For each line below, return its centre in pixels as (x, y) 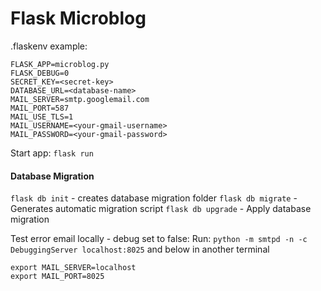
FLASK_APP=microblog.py (60, 64)
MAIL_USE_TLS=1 (42, 117)
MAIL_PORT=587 (40, 108)
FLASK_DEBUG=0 (40, 73)
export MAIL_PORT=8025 (57, 277)
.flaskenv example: (49, 46)
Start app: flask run (52, 153)
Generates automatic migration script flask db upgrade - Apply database (161, 209)
